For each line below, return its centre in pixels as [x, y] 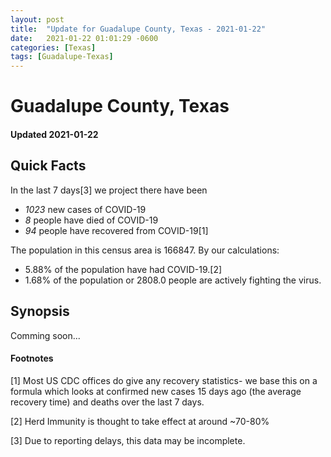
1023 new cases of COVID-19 [85, 209]
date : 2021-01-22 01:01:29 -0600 [84, 38]
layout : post [37, 19]
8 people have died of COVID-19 [91, 220]
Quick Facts [48, 166]
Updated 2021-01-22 [54, 134]
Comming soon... [45, 335]
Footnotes [32, 358]
